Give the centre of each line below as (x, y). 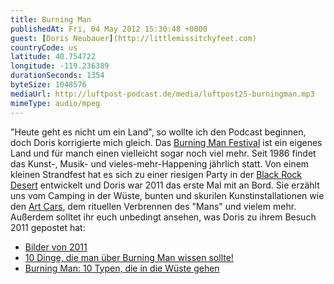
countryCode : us (44, 47)
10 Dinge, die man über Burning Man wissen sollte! (129, 257)
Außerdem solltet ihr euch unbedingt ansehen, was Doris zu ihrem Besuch (163, 217)
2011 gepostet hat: (48, 227)
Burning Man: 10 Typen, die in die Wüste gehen (122, 268)
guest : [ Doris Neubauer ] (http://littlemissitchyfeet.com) (133, 38)
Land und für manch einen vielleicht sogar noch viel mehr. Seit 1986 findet (163, 153)
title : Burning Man (51, 19)
